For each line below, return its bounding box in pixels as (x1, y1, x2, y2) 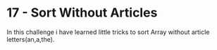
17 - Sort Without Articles (6, 5, 158, 21)
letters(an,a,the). (6, 35, 55, 43)
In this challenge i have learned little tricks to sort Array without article (6, 28, 210, 36)
